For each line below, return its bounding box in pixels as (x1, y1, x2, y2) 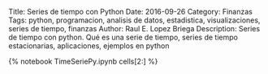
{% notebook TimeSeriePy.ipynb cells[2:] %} (8, 56, 158, 66)
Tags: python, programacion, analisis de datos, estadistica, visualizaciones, (8, 15, 261, 25)
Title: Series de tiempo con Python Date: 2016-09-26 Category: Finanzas (8, 7, 253, 16)
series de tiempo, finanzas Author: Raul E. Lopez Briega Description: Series (8, 24, 261, 33)
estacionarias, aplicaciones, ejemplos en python (8, 41, 170, 51)
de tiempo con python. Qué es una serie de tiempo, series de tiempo (8, 32, 238, 42)
